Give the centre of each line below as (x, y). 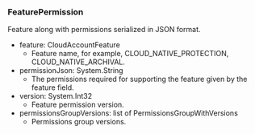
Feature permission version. (77, 105)
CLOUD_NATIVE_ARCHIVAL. (78, 62)
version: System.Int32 (56, 96)
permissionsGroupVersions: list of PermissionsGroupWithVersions (129, 113)
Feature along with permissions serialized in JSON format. (104, 30)
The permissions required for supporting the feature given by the (139, 79)
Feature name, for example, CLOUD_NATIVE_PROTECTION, (130, 54)
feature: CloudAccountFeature (69, 45)
